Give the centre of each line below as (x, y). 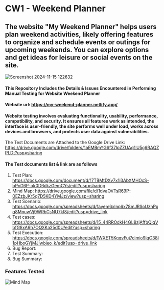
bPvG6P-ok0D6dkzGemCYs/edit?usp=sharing (59, 185)
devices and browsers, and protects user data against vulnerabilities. (77, 131)
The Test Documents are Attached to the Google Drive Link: (65, 143)
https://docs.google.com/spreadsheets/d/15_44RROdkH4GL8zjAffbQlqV (85, 222)
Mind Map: (23, 191)
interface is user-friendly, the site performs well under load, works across (82, 126)
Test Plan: (22, 175)
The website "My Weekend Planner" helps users (81, 27)
